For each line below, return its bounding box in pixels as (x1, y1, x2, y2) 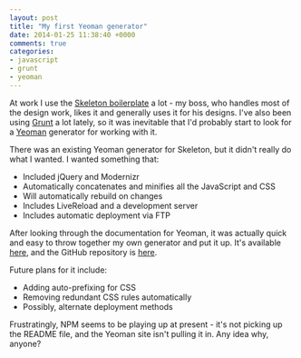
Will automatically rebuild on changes (22, 190, 163, 201)
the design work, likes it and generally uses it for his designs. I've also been (9, 106, 292, 118)
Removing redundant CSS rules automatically (22, 292, 192, 303)
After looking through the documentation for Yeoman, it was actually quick (9, 227, 287, 238)
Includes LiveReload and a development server (22, 200, 199, 211)
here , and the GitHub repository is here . (9, 246, 158, 257)
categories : (9, 47, 54, 56)
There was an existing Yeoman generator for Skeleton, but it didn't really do (9, 144, 292, 154)
